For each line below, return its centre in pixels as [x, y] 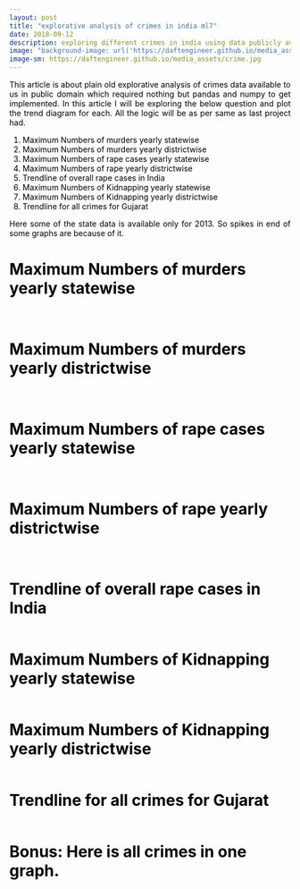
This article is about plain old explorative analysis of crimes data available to [150, 85]
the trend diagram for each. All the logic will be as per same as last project [150, 113]
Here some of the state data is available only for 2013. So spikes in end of [150, 224]
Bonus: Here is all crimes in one [128, 851]
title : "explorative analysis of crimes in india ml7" [113, 26]
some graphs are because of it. [67, 233]
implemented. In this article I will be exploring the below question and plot [150, 103]
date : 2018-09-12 [42, 34]
